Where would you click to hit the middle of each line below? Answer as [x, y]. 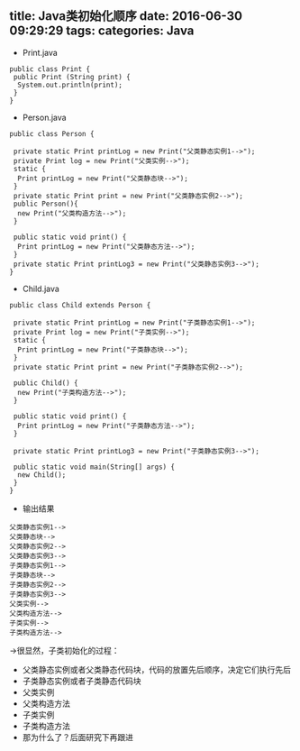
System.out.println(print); [70, 85]
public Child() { [45, 383]
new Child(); [42, 475]
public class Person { [52, 133]
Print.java [40, 52]
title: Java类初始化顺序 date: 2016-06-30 [126, 16]
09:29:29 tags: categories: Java [102, 31]
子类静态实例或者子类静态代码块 [82, 681]
